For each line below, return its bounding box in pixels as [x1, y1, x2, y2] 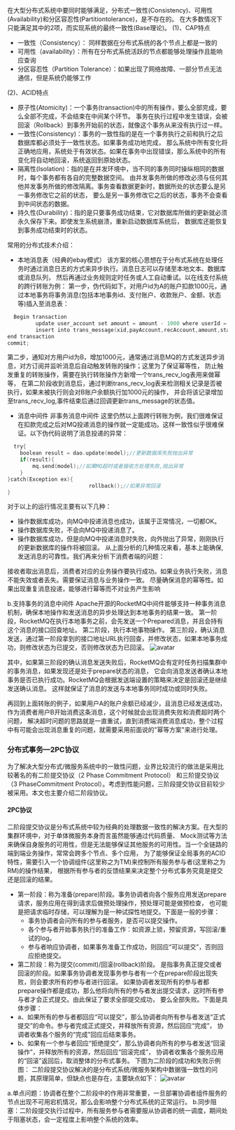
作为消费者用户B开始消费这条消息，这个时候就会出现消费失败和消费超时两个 [7, 708, 226, 717]
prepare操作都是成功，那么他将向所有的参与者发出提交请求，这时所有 [17, 986, 218, 995]
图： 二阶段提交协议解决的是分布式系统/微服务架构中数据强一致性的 [17, 1065, 212, 1073]
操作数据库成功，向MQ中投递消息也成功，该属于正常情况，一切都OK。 [17, 517, 221, 525]
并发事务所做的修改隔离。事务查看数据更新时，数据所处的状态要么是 [23, 182, 220, 191]
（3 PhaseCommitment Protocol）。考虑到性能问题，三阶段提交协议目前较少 [7, 780, 225, 788]
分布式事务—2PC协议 [7, 745, 79, 755]
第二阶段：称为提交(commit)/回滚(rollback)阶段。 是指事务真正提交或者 [17, 960, 222, 968]
